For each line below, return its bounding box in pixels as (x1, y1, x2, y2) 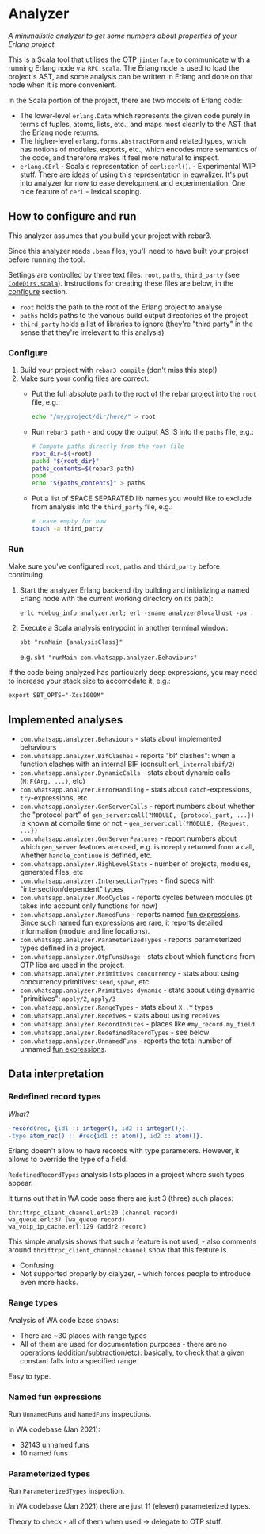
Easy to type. (8, 1371, 51, 1381)
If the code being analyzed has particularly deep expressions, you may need (8, 668, 258, 677)
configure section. (8, 286, 68, 296)
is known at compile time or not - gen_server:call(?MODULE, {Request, (19, 819, 250, 828)
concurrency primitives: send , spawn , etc (19, 977, 150, 987)
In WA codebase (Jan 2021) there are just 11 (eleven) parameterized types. (8, 1501, 251, 1511)
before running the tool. (8, 255, 85, 264)
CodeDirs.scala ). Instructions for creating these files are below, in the (8, 278, 234, 288)
